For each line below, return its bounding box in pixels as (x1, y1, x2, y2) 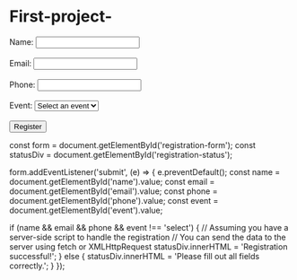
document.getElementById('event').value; (9, 205, 163, 215)
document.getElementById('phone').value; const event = (9, 195, 219, 206)
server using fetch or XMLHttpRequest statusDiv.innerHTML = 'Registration (9, 241, 288, 252)
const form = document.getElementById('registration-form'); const (9, 139, 256, 150)
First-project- (9, 6, 113, 27)
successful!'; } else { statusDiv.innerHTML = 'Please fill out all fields (9, 250, 260, 261)
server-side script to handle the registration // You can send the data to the (9, 232, 286, 242)
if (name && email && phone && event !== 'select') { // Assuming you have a (9, 222, 289, 232)
